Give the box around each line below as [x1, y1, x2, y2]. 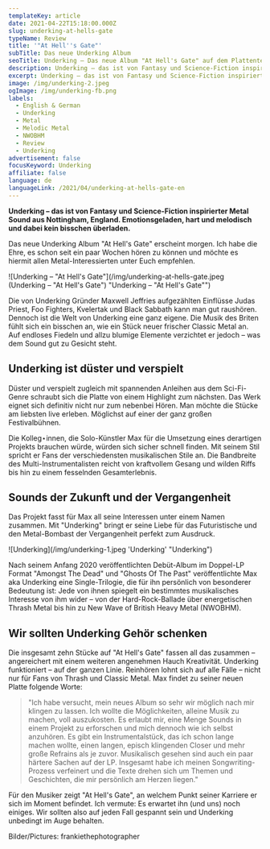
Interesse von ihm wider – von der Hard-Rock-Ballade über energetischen [8, 594, 252, 604]
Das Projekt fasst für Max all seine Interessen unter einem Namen [8, 512, 225, 522]
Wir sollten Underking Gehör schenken [8, 626, 207, 640]
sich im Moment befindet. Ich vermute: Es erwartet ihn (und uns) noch [8, 799, 241, 809]
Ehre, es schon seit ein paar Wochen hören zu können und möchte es [8, 247, 239, 257]
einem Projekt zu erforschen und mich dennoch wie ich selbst [27, 723, 234, 733]
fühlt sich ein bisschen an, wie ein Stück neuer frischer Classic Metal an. [8, 321, 249, 331]
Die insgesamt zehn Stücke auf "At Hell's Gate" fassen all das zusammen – [8, 648, 256, 657]
